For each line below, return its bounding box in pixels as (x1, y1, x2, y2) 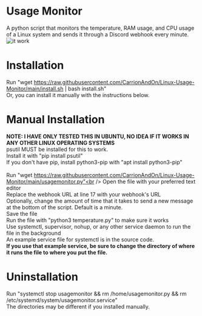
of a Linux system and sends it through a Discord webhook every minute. (6, 30, 189, 38)
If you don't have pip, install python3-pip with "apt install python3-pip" (6, 158, 183, 166)
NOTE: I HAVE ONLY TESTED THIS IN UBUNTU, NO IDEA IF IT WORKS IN (6, 132, 189, 140)
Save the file (6, 210, 38, 217)
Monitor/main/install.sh (6, 85, 64, 92)
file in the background (6, 229, 61, 237)
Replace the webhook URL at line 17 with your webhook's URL (6, 190, 161, 198)
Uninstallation (6, 270, 79, 283)
